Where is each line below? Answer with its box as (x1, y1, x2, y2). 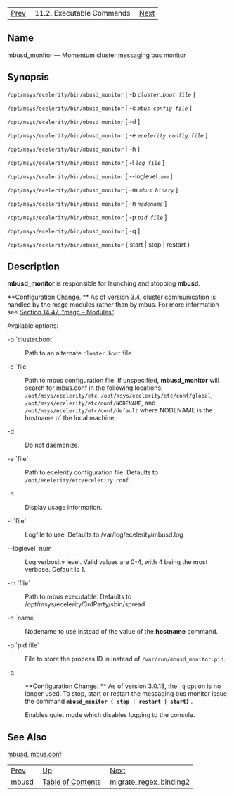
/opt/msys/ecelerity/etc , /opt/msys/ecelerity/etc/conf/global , (25, 391, 213, 400)
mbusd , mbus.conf (7, 750, 62, 759)
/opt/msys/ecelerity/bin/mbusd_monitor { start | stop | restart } (7, 240, 190, 249)
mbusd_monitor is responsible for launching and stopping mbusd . (7, 279, 200, 288)
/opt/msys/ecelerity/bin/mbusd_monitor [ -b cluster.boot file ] (7, 90, 195, 98)
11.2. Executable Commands (34, 8, 131, 18)
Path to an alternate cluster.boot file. (25, 349, 134, 357)
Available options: (7, 322, 59, 330)
